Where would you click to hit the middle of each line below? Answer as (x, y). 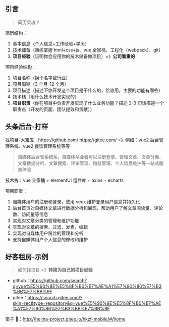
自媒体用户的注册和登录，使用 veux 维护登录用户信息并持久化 (76, 201)
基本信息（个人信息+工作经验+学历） (51, 43)
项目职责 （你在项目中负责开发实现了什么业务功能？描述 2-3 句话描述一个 (88, 103)
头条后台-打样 (27, 127)
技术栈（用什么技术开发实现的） (46, 96)
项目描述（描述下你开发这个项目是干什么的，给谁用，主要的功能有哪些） (88, 90)
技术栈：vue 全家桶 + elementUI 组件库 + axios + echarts (65, 180)
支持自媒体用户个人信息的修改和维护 (50, 239)
